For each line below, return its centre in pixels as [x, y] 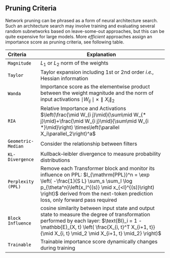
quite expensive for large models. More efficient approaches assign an [79, 36]
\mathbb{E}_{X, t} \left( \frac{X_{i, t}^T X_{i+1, [94, 227]
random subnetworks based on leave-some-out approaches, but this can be [85, 31]
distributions [55, 160]
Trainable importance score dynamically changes [99, 242]
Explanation [101, 54]
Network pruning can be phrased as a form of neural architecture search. [82, 20]
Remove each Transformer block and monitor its [98, 169]
